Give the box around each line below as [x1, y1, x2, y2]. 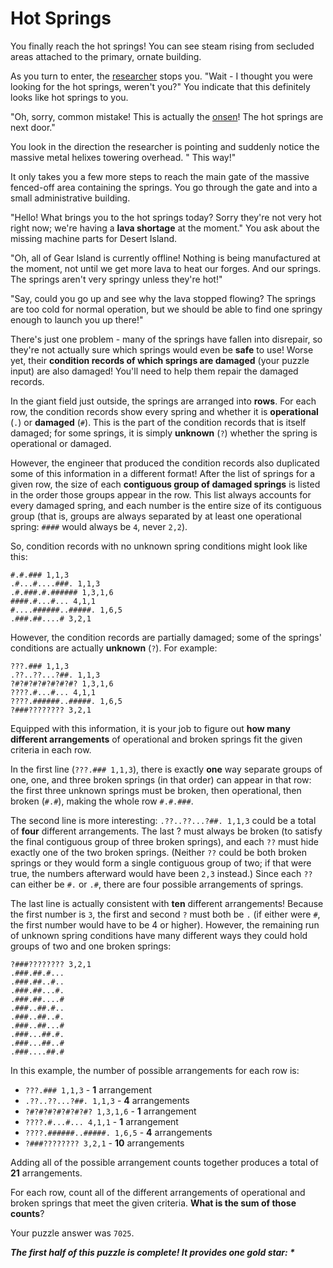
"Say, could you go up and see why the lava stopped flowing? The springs [10, 292, 317, 304]
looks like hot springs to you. [10, 91, 129, 103]
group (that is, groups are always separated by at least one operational [10, 510, 302, 522]
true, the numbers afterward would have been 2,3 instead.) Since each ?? [10, 867, 313, 879]
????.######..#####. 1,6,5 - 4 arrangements [24, 1126, 213, 1138]
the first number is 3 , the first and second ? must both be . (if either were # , [10, 908, 321, 920]
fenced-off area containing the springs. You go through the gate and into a [10, 181, 318, 193]
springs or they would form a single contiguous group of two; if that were [10, 857, 312, 869]
